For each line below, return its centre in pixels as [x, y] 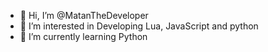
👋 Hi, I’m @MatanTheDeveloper [84, 15]
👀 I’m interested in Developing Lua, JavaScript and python [139, 26]
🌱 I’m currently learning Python [83, 36]
